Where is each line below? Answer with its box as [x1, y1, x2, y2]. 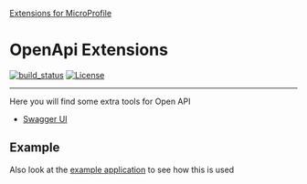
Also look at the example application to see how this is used [9, 164, 235, 175]
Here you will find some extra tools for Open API [9, 96, 191, 107]
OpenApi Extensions [9, 40, 169, 60]
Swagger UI [22, 113, 68, 124]
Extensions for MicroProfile [9, 8, 112, 18]
